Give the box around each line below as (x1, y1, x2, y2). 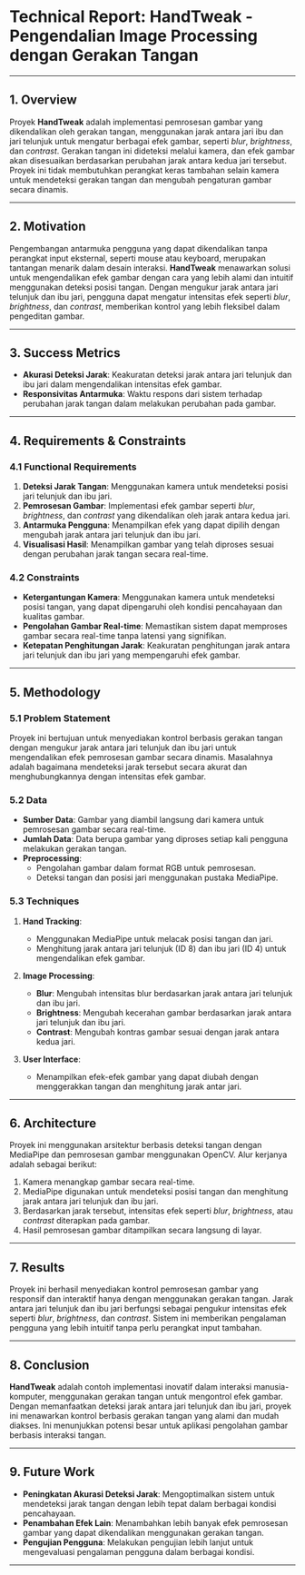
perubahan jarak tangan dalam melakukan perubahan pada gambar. (22, 398, 277, 410)
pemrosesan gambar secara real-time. (22, 824, 166, 835)
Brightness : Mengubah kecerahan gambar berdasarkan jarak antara (35, 1006, 292, 1018)
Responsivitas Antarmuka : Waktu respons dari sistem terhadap (22, 389, 263, 400)
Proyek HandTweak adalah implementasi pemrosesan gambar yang (9, 116, 263, 127)
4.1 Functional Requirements (9, 461, 138, 473)
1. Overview (9, 93, 77, 108)
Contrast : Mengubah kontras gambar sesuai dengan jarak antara (35, 1026, 280, 1037)
